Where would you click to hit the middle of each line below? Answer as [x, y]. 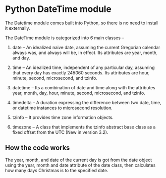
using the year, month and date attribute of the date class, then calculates [81, 165]
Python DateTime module [58, 9]
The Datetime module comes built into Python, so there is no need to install [82, 23]
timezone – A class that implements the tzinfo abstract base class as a [84, 127]
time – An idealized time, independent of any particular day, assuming [83, 67]
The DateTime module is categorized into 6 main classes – [65, 38]
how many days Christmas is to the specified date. [57, 170]
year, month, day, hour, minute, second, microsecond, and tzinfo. [79, 93]
